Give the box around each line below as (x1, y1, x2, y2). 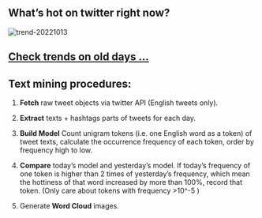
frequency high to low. (19, 145, 93, 155)
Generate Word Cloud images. (19, 201, 120, 211)
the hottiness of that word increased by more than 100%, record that (19, 178, 243, 187)
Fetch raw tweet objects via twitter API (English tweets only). (19, 98, 219, 107)
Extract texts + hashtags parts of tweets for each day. (19, 114, 196, 123)
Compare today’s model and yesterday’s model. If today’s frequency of (19, 161, 251, 171)
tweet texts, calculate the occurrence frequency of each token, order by (19, 137, 255, 147)
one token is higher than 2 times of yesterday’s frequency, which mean (19, 169, 250, 179)
